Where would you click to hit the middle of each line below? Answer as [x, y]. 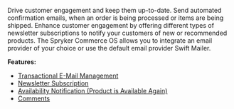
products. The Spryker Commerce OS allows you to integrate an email [110, 41]
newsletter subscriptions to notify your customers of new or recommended [117, 33]
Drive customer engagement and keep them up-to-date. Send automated [115, 10]
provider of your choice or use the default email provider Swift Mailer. [109, 48]
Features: [22, 62]
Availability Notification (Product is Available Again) [92, 91]
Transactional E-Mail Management [68, 76]
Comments [34, 98]
